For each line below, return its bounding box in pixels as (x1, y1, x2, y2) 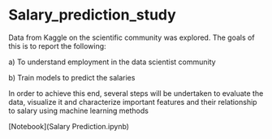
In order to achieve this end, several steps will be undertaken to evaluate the (8, 88, 264, 98)
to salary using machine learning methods (8, 106, 149, 115)
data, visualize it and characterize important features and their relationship (8, 97, 257, 106)
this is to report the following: (8, 41, 107, 50)
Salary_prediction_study (8, 6, 176, 24)
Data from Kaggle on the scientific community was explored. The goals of (8, 33, 255, 42)
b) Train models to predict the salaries (8, 72, 136, 82)
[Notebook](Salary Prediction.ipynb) (8, 121, 130, 131)
